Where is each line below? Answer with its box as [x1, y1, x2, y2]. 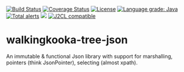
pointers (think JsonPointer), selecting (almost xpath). [6, 59, 138, 66]
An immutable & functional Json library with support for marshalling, [6, 53, 173, 60]
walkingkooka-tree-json [6, 33, 128, 47]
